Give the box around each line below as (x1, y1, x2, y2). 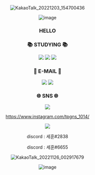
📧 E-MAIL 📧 (33, 68, 62, 75)
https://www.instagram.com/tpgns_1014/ (5, 113, 90, 119)
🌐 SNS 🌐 (36, 93, 59, 100)
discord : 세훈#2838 (26, 133, 69, 139)
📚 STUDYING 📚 (27, 41, 68, 48)
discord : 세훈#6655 (27, 144, 68, 150)
